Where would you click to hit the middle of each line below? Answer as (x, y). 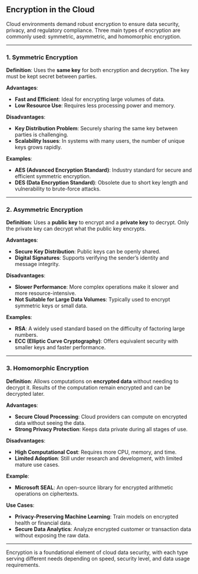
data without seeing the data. (50, 423)
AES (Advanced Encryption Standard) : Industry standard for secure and (103, 170)
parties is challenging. (42, 135)
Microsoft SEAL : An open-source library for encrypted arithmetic (94, 487)
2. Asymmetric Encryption (44, 210)
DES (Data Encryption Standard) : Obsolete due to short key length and (101, 183)
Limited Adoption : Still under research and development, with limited (98, 458)
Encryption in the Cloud (50, 10)
